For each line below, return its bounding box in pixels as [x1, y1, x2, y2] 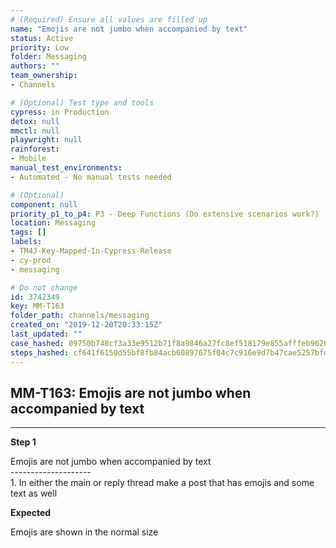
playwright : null [10, 135, 83, 145]
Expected [10, 507, 52, 519]
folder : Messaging [10, 52, 87, 62]
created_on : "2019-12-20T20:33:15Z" [10, 320, 163, 330]
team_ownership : [10, 71, 78, 81]
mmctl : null [10, 126, 60, 136]
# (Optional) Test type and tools [10, 97, 155, 108]
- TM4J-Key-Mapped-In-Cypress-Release [10, 246, 172, 256]
